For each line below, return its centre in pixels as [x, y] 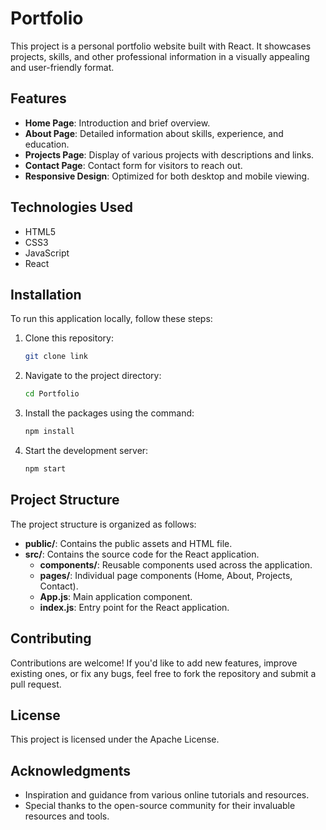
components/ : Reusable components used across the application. [176, 564]
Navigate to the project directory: [93, 376]
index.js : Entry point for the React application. [134, 607]
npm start [45, 469]
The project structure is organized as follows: [103, 524]
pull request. [36, 684]
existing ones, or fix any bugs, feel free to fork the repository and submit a [163, 673]
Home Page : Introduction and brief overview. [117, 123]
